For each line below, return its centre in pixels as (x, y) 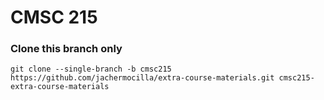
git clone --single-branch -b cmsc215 (91, 69)
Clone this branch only (66, 49)
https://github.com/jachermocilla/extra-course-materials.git (142, 78)
